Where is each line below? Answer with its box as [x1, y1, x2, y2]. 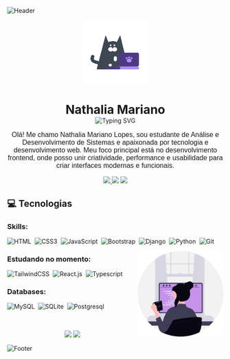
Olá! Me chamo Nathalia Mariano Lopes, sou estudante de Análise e [11, 131, 220, 139]
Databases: [7, 287, 47, 297]
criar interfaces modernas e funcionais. [56, 162, 175, 170]
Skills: [7, 221, 29, 231]
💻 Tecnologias [7, 197, 73, 209]
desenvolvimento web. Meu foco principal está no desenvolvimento [13, 146, 218, 154]
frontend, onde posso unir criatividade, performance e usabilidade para [8, 154, 223, 162]
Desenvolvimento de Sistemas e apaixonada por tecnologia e [21, 138, 209, 147]
